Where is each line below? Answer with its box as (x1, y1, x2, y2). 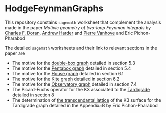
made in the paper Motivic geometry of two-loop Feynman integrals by (5, 24, 151, 30)
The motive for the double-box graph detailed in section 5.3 (12, 60, 136, 66)
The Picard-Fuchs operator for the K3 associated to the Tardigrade (12, 86, 150, 92)
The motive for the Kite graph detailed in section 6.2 (12, 76, 120, 82)
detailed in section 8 (12, 92, 54, 98)
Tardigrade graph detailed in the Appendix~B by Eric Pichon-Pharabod (12, 102, 158, 108)
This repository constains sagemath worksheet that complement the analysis (5, 19, 161, 25)
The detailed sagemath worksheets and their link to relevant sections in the (5, 45, 157, 51)
